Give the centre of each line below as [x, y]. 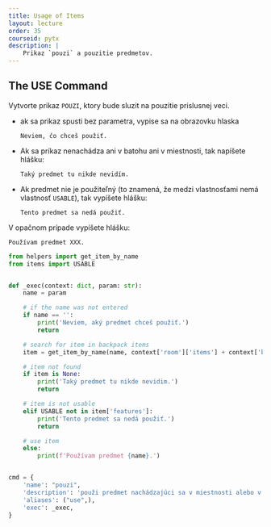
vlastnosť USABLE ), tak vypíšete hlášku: [83, 198]
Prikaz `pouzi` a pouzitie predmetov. [88, 53]
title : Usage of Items [46, 16]
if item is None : [52, 374]
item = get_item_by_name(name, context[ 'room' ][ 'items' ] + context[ [140, 352]
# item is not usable [59, 404]
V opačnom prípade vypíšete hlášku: [69, 228]
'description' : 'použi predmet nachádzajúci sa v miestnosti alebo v [142, 492]
